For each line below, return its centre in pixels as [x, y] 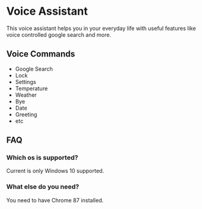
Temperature [31, 88]
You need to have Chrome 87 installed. [55, 200]
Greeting [26, 114]
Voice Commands [41, 54]
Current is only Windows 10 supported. [55, 171]
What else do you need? [43, 187]
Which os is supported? [42, 158]
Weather [26, 95]
